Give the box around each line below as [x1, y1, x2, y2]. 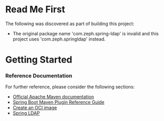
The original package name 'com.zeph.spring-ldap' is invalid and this [12, 30, 159, 36]
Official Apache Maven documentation [12, 94, 94, 100]
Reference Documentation [5, 72, 73, 79]
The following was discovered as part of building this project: [5, 21, 135, 27]
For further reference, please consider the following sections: [5, 84, 135, 90]
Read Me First [5, 4, 66, 15]
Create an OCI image [12, 105, 57, 111]
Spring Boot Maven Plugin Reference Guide [12, 99, 105, 106]
